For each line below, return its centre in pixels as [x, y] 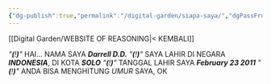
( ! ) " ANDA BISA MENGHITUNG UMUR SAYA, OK [88, 71]
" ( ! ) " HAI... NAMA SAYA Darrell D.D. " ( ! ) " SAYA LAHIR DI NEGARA [117, 54]
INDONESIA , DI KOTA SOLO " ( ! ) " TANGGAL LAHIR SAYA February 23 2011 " [135, 62]
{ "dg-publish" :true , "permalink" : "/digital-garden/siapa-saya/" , [119, 16]
